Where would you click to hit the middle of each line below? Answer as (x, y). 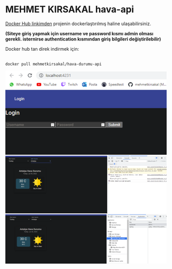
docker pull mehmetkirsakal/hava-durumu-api (53, 64)
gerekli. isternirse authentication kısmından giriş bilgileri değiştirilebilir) (83, 39)
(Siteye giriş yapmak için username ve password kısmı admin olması (79, 33)
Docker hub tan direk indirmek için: (42, 49)
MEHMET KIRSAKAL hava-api (70, 9)
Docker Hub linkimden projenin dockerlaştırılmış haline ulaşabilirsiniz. (78, 24)
